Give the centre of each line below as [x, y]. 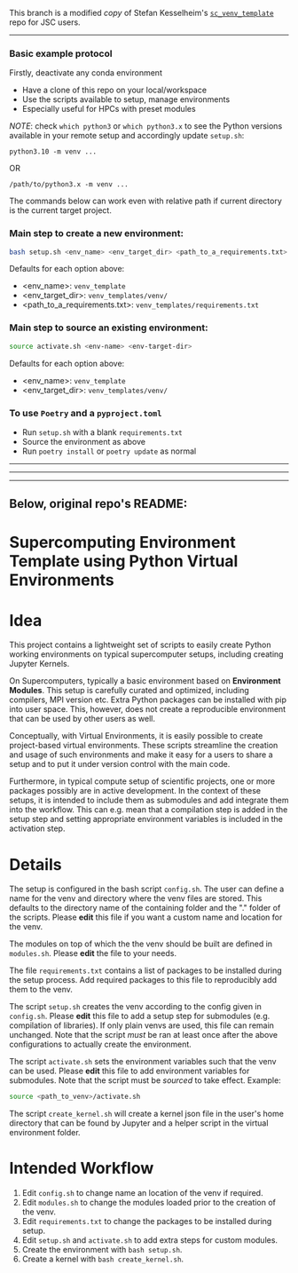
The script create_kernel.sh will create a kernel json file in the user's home [146, 1114]
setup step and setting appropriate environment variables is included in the [146, 819]
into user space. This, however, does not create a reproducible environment [148, 709]
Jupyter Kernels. [39, 664]
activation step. [37, 828]
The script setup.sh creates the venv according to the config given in [135, 1007]
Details [35, 864]
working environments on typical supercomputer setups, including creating [146, 654]
